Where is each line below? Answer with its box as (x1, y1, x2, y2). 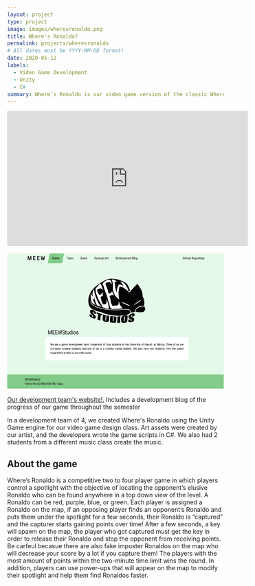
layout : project (7, 11, 54, 18)
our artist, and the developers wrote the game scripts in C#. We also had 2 (7, 431, 218, 439)
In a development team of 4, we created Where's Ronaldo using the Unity (7, 416, 215, 425)
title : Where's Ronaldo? (7, 33, 78, 40)
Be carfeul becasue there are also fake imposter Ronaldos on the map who (7, 542, 219, 550)
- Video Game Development (13, 69, 88, 76)
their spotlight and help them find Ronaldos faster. (7, 571, 149, 580)
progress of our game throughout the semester (7, 403, 141, 412)
